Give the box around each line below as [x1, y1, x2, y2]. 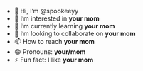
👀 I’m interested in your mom [14, 14, 100, 23]
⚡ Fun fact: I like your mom [14, 55, 94, 64]
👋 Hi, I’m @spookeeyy [14, 7, 79, 15]
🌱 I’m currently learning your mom [14, 22, 115, 30]
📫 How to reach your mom [14, 38, 95, 45]
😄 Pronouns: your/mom [14, 48, 86, 56]
